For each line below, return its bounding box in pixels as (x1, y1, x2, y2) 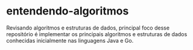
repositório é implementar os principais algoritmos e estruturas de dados (6, 30, 188, 37)
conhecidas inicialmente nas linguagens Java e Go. (6, 37, 134, 44)
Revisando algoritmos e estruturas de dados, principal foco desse (6, 24, 170, 31)
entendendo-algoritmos (6, 4, 129, 18)
